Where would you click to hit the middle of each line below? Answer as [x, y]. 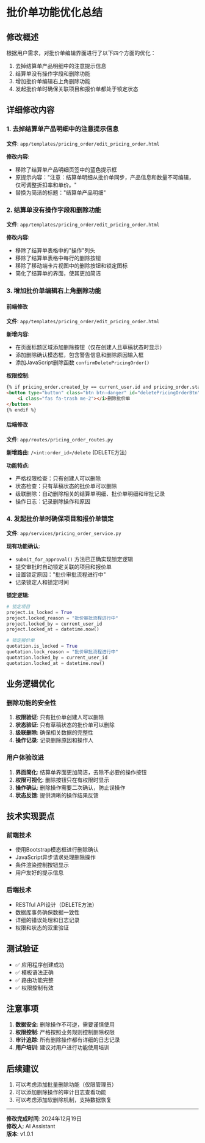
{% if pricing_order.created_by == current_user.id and [79, 387]
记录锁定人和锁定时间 [42, 582]
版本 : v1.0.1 [20, 1134]
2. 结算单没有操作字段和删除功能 [54, 210]
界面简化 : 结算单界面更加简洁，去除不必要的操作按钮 [81, 772]
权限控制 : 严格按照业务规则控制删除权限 [65, 1032]
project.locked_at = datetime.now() [53, 629]
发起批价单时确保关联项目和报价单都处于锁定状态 [77, 89]
